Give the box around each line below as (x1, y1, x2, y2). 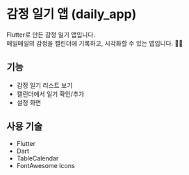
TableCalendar (16, 154, 59, 163)
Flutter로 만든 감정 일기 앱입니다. (6, 30, 95, 39)
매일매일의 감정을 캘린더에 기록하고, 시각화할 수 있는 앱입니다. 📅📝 (6, 39, 183, 47)
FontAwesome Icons (16, 161, 75, 169)
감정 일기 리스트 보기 (16, 81, 73, 89)
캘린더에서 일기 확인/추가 (16, 89, 85, 98)
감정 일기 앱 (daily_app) (6, 6, 137, 22)
